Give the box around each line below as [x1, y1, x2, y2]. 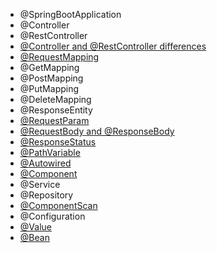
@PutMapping [19, 83, 80, 94]
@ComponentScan [19, 200, 98, 211]
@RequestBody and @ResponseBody [19, 125, 175, 137]
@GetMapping [19, 62, 80, 73]
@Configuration [19, 210, 86, 222]
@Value [19, 221, 52, 233]
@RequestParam [19, 115, 90, 126]
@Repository [19, 189, 74, 201]
